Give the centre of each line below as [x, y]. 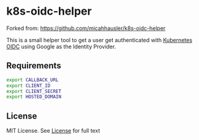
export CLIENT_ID [28, 86]
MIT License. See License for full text [53, 131]
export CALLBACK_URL [33, 80]
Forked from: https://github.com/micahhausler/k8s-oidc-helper [86, 28]
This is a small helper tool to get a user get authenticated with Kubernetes [99, 40]
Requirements [34, 66]
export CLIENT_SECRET [34, 91]
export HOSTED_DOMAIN [34, 97]
